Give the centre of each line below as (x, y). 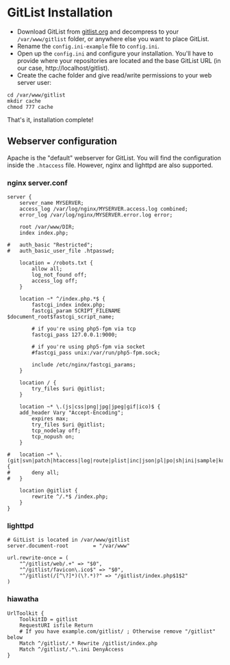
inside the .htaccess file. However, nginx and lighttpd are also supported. (110, 165)
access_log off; (55, 281)
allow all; (47, 269)
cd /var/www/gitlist (37, 95)
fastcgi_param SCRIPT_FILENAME (76, 311)
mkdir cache (24, 101)
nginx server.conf (38, 183)
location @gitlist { (49, 491)
